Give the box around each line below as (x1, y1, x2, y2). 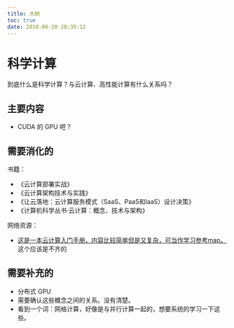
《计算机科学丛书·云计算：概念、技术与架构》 (17, 206, 149, 214)
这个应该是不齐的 (17, 245, 67, 253)
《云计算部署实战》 (17, 179, 74, 188)
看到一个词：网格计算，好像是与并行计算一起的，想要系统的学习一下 (17, 304, 214, 313)
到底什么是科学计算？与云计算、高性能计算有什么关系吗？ (7, 80, 173, 88)
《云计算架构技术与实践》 (17, 189, 92, 197)
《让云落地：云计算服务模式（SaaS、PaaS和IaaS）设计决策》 (17, 197, 195, 205)
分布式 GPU (17, 287, 51, 295)
